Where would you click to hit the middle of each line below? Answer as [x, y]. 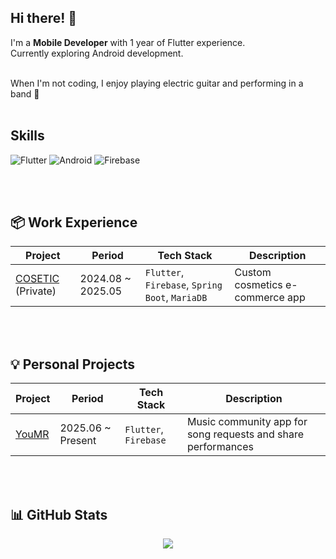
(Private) [36, 291]
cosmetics [258, 285]
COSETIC [37, 279]
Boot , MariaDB [176, 298]
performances [220, 447]
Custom [253, 273]
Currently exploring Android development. [97, 53]
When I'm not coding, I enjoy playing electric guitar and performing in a [157, 83]
